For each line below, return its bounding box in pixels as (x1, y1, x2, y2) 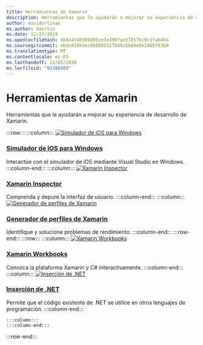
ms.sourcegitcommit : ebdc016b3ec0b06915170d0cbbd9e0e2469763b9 (6, 43, 169, 49)
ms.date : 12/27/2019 (6, 31, 59, 37)
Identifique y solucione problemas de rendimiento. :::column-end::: (6, 228, 172, 236)
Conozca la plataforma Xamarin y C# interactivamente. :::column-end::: (6, 263, 183, 271)
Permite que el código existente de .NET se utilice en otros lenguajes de (6, 298, 185, 306)
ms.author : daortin (6, 25, 56, 32)
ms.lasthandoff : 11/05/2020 (6, 59, 77, 65)
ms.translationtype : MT (6, 48, 66, 54)
